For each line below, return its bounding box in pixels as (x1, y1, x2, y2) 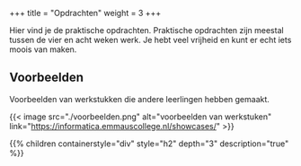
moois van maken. (9, 44, 77, 55)
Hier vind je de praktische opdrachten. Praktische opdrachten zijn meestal (9, 25, 285, 35)
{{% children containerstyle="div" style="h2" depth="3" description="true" (9, 138, 289, 149)
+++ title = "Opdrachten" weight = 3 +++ (9, 8, 162, 18)
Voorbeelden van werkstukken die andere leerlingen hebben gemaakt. (9, 93, 270, 104)
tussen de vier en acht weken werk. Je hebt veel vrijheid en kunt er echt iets (9, 35, 292, 45)
